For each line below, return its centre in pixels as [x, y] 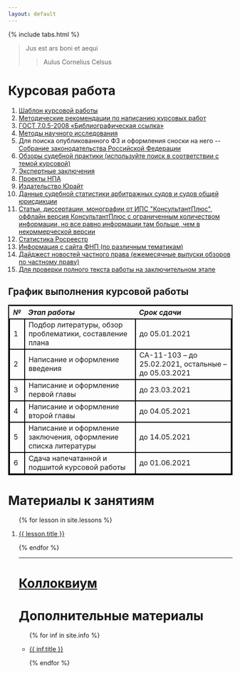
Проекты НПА [40, 178]
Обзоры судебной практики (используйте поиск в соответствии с [119, 156]
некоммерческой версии [57, 231]
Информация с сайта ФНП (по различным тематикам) [101, 246]
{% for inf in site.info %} [64, 635]
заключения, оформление [73, 437]
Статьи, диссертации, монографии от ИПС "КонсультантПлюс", [115, 209]
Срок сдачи [160, 313]
